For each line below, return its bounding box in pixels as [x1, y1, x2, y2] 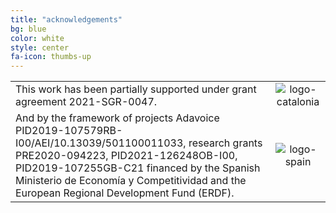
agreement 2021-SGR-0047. [15, 95, 158, 109]
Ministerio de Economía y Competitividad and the [15, 174, 247, 188]
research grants [188, 136, 263, 150]
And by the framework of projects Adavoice [15, 111, 220, 125]
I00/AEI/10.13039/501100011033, [15, 136, 187, 150]
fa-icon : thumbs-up [10, 52, 92, 62]
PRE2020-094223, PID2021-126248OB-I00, [15, 149, 238, 163]
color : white [10, 33, 65, 43]
